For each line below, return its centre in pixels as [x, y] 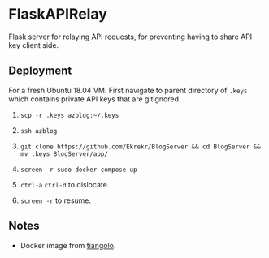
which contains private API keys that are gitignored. [95, 99]
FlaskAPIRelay [58, 14]
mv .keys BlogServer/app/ [64, 154]
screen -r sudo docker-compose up [78, 170]
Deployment [40, 71]
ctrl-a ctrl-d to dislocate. [65, 184]
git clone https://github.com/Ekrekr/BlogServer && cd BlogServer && [141, 147]
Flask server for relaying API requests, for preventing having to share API [130, 37]
